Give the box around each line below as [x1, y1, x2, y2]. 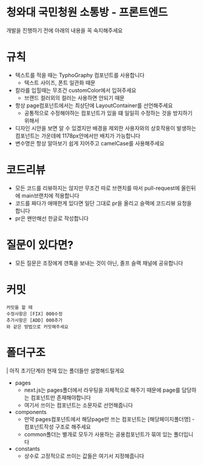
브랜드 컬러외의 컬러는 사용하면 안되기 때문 [24, 94, 125, 101]
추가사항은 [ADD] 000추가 [6, 317, 63, 323]
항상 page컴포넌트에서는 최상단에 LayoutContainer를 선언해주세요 [15, 101, 173, 109]
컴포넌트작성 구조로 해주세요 [24, 423, 91, 430]
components [15, 408, 47, 415]
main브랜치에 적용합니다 [21, 192, 80, 199]
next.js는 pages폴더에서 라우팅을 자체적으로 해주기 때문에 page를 [24, 386, 181, 393]
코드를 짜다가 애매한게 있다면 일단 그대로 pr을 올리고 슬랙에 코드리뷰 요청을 [15, 199, 192, 207]
